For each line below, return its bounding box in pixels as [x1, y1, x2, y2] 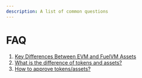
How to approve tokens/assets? [14, 65, 91, 72]
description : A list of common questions [6, 8, 109, 15]
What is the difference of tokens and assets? [14, 59, 122, 66]
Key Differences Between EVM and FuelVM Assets [14, 53, 136, 60]
